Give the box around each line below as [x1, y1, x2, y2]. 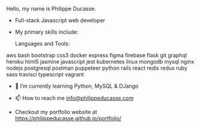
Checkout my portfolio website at [14, 108, 97, 115]
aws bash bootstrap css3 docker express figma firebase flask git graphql [6, 52, 187, 59]
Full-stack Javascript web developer [14, 17, 106, 23]
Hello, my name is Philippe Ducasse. [6, 5, 96, 12]
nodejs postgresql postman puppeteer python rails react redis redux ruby [6, 64, 188, 72]
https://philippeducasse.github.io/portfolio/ [14, 115, 122, 122]
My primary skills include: [14, 28, 79, 35]
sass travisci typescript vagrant [6, 71, 84, 78]
